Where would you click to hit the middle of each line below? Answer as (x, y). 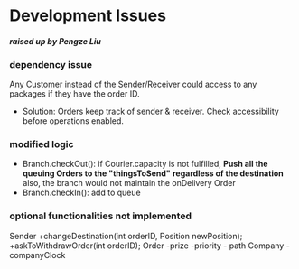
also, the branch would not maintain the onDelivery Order (129, 183)
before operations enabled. (73, 121)
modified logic (42, 144)
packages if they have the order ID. (75, 94)
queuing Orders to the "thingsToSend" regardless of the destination (153, 173)
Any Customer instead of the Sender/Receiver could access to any (133, 84)
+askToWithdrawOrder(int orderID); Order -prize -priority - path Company (147, 246)
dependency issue (51, 64)
